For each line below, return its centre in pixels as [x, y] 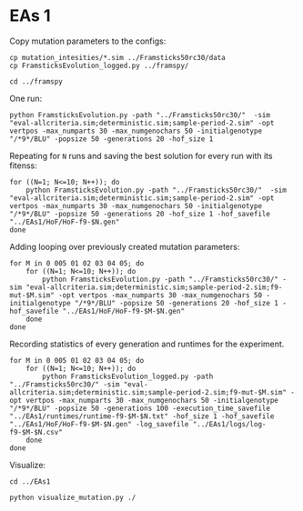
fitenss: [24, 165]
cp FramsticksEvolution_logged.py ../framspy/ [99, 65]
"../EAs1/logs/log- [229, 424]
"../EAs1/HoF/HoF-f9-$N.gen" [65, 222]
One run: [26, 98]
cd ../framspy [36, 81]
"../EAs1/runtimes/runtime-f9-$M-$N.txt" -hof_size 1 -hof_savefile [142, 416]
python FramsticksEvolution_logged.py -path [128, 376]
